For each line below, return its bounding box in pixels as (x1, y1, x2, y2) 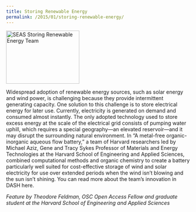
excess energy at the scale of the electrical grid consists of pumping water (6, 119, 187, 126)
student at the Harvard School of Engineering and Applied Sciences (6, 199, 170, 206)
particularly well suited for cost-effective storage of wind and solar (6, 163, 167, 170)
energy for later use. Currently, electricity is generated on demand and (6, 107, 177, 114)
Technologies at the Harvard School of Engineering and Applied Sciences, (6, 151, 185, 158)
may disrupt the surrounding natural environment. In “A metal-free (6, 132, 166, 139)
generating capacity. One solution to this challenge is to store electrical (6, 101, 177, 108)
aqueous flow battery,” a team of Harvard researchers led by (30, 138, 177, 145)
